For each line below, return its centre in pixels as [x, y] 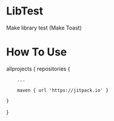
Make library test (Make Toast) [44, 28]
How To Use [37, 52]
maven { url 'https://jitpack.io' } [63, 90]
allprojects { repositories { [38, 69]
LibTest [25, 11]
